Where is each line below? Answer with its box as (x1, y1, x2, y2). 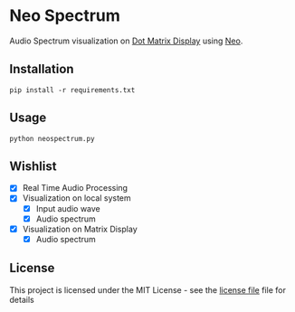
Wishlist (9, 158, 57, 174)
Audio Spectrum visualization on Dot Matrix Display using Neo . (9, 35, 243, 46)
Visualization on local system (22, 193, 131, 203)
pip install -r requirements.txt (9, 85, 136, 95)
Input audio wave (35, 203, 101, 213)
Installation (9, 61, 74, 77)
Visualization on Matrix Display (22, 223, 138, 234)
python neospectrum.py (9, 134, 95, 143)
